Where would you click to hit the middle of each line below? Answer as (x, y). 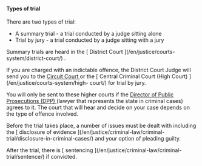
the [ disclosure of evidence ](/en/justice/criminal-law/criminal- (86, 132)
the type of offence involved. (42, 114)
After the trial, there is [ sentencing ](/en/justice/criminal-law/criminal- (94, 150)
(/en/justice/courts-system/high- (47, 83)
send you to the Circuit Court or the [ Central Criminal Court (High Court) (97, 76)
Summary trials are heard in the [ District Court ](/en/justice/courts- (91, 52)
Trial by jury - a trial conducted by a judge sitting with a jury (89, 40)
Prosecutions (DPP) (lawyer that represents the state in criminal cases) (95, 101)
